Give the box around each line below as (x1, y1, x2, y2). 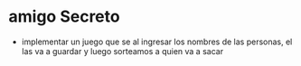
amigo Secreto (8, 6, 120, 27)
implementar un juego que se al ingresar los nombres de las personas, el (21, 36, 293, 47)
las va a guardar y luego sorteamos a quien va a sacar (21, 45, 223, 56)
